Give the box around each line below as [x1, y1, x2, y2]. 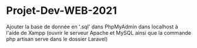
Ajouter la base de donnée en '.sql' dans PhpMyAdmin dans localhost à [6, 23, 178, 30]
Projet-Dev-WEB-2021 [6, 4, 118, 17]
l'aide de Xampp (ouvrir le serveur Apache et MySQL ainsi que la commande [6, 29, 191, 36]
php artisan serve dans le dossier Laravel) [6, 35, 108, 42]
